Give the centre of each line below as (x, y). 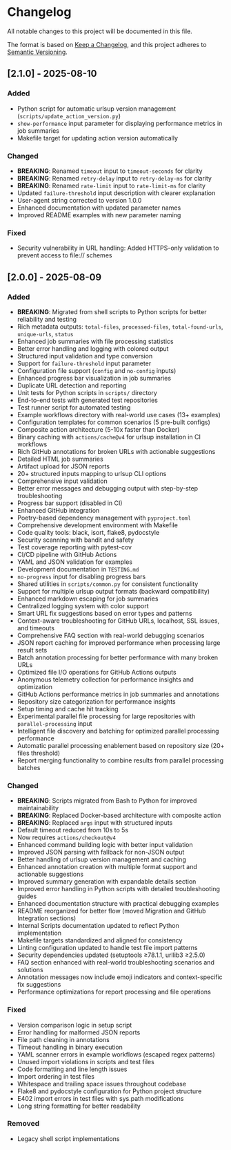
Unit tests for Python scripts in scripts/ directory (87, 392)
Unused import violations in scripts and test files (86, 1061)
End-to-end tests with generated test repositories (88, 400)
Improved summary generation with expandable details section (107, 882)
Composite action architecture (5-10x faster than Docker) (98, 429)
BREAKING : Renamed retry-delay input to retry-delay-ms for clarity (114, 178)
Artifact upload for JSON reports (63, 466)
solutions (30, 970)
